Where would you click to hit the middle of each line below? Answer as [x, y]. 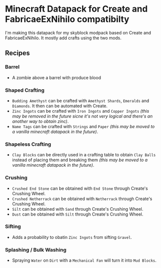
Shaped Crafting [25, 90]
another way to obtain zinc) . [40, 121]
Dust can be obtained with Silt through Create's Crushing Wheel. [78, 214]
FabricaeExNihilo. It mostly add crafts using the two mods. [63, 38]
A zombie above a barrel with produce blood [56, 77]
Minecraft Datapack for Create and [76, 9]
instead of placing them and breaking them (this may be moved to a [80, 160]
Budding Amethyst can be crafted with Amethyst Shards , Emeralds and [80, 100]
